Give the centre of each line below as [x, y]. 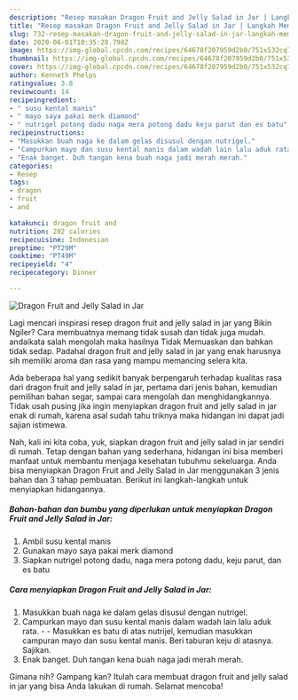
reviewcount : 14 [39, 91]
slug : [19, 34]
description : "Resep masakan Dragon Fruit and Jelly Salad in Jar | [138, 17]
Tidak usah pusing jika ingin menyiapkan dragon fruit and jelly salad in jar [143, 405]
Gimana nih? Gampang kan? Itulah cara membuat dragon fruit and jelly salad [149, 676]
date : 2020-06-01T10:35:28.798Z [69, 42]
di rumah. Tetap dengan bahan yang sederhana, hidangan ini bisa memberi [146, 451]
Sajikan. [36, 649]
